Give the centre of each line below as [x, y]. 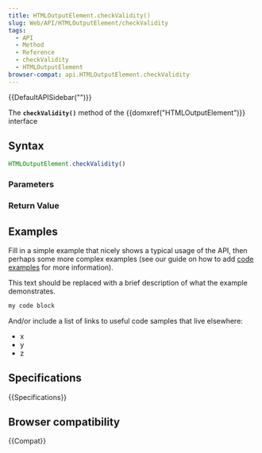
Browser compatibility [64, 422]
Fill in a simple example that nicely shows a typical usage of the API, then [128, 250]
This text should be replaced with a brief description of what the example [128, 282]
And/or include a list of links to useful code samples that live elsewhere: [126, 321]
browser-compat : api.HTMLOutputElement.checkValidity [99, 75]
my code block [32, 305]
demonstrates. [32, 291]
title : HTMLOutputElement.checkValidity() [79, 15]
